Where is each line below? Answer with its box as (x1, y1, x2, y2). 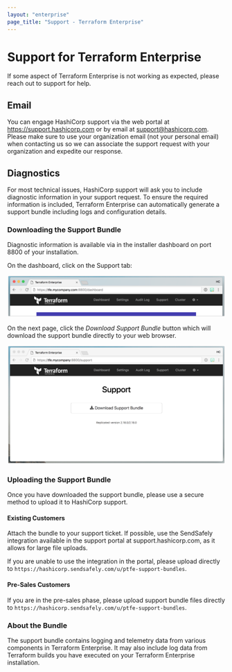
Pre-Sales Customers (7, 581, 71, 589)
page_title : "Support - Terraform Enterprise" (7, 18, 144, 26)
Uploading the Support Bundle (7, 475, 111, 484)
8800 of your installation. (7, 248, 79, 256)
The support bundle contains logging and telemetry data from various (7, 636, 206, 644)
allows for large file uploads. (7, 544, 88, 552)
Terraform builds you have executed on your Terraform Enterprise (7, 651, 195, 659)
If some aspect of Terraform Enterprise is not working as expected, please (7, 72, 220, 80)
